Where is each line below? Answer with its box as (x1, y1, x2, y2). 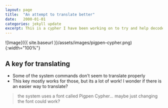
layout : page (5, 7, 32, 12)
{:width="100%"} (5, 45, 40, 51)
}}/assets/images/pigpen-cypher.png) (54, 39, 132, 45)
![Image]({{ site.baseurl (5, 39, 53, 45)
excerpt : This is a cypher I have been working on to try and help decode (5, 26, 164, 31)
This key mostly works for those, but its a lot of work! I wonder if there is (12, 78, 161, 84)
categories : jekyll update (5, 21, 61, 26)
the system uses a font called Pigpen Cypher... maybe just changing (17, 93, 158, 99)
